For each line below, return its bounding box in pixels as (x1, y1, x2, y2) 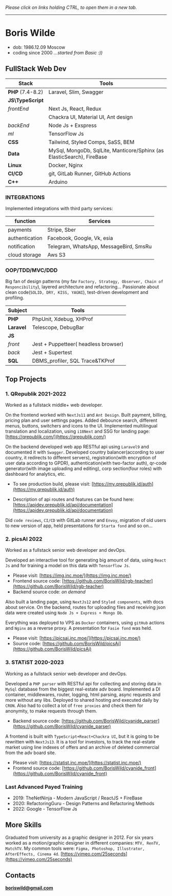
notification (8, 243, 35, 250)
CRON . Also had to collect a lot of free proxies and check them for (5, 702, 143, 708)
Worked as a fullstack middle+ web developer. (5, 402, 103, 408)
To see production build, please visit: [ (12, 481, 94, 487)
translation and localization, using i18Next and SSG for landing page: (5, 428, 150, 435)
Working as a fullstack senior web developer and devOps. (5, 670, 127, 677)
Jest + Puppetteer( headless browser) (32, 341, 124, 348)
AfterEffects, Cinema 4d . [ (5, 850, 62, 857)
